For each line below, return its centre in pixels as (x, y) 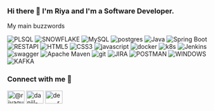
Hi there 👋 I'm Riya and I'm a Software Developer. (91, 11)
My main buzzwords (36, 26)
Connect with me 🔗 (40, 79)
